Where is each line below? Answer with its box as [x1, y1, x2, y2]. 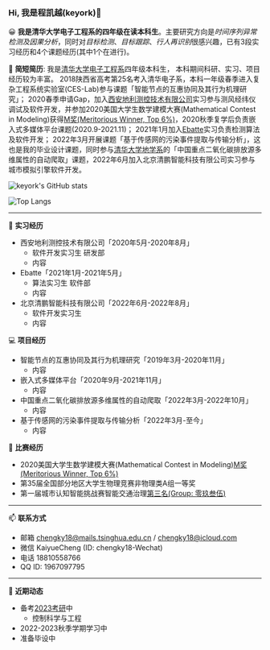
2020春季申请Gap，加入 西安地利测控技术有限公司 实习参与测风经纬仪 [27, 94, 256, 104]
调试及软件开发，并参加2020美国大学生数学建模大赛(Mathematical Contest [8, 105, 256, 114]
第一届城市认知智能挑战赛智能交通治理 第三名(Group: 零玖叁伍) [19, 489, 227, 499]
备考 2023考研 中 [19, 603, 74, 613]
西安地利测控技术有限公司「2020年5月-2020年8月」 [19, 238, 194, 247]
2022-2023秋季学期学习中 [19, 623, 108, 633]
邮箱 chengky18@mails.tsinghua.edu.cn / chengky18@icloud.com [19, 533, 238, 543]
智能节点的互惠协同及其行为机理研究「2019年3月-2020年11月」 [19, 355, 229, 365]
